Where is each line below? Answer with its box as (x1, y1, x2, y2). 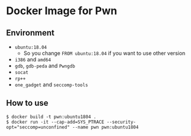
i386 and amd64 (14, 56, 51, 63)
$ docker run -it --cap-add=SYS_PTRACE (6, 119, 105, 125)
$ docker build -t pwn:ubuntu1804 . (6, 114, 96, 119)
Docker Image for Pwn (6, 4, 117, 18)
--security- (106, 119, 136, 125)
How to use (6, 98, 48, 108)
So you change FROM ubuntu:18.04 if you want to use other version (23, 50, 186, 57)
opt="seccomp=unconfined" (6, 124, 70, 130)
